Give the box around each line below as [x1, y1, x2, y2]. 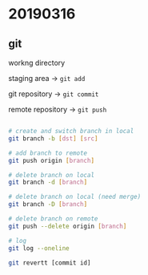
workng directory [8, 58, 66, 67]
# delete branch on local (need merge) [8, 193, 142, 201]
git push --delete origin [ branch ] [8, 222, 127, 230]
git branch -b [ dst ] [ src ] [8, 134, 98, 143]
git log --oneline [8, 244, 70, 253]
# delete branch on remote [8, 215, 98, 223]
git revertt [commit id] [8, 258, 91, 267]
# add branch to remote [8, 149, 88, 157]
